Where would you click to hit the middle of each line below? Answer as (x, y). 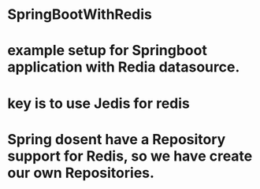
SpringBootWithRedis (80, 15)
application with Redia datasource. (124, 67)
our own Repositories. (81, 173)
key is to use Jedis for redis (99, 103)
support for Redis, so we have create (130, 156)
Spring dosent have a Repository (117, 139)
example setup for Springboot (108, 51)
